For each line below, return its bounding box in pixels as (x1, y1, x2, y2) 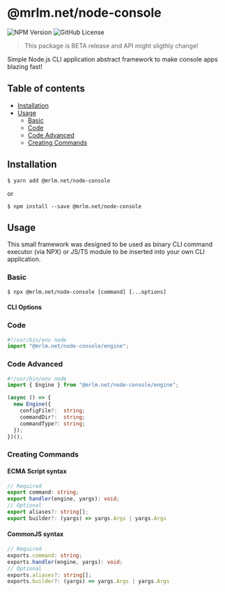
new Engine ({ (13, 401, 52, 408)
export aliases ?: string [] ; (7, 508, 89, 516)
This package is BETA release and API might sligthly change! (24, 41, 199, 50)
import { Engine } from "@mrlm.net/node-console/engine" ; (7, 382, 179, 389)
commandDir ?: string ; (20, 413, 86, 420)
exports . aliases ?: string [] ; (7, 571, 92, 579)
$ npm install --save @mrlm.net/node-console (7, 202, 141, 210)
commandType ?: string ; (20, 420, 86, 427)
